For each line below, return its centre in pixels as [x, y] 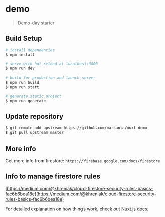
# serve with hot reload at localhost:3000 [52, 64]
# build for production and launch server [50, 78]
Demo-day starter [36, 23]
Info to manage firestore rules [53, 176]
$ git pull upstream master [35, 133]
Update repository [34, 117]
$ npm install [20, 55]
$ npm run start [22, 87]
